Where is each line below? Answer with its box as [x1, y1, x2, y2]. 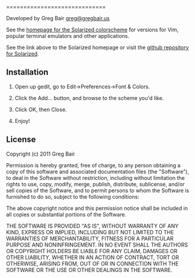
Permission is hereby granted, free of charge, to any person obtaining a [6, 161, 181, 169]
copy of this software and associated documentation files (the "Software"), [6, 168, 190, 175]
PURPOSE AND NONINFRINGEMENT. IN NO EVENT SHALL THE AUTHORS [6, 241, 188, 248]
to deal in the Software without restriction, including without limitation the [6, 174, 185, 181]
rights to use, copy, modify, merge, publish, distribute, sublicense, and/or [6, 180, 185, 188]
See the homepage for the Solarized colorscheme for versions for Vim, [6, 26, 179, 33]
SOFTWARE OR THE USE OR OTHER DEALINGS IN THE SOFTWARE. [6, 266, 172, 273]
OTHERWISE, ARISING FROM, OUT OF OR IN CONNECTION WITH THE [6, 260, 179, 267]
